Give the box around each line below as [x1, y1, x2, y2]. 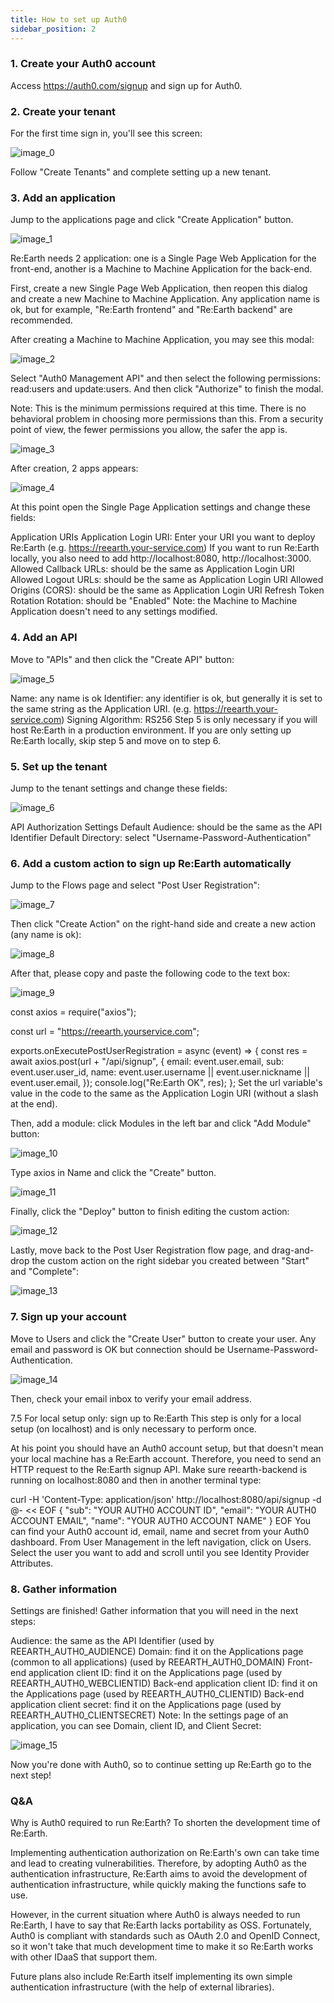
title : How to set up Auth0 [10, 14, 128, 25]
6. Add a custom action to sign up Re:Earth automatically [10, 856, 292, 870]
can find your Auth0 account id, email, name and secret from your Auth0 [10, 1525, 310, 1537]
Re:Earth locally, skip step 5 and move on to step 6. [10, 734, 221, 746]
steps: [10, 1615, 36, 1627]
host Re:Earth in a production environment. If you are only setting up [10, 724, 292, 736]
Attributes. [10, 1557, 54, 1569]
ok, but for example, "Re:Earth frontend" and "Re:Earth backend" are [10, 304, 293, 316]
